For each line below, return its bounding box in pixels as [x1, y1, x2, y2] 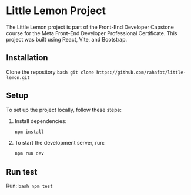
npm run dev [14, 150, 44, 156]
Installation [6, 53, 48, 63]
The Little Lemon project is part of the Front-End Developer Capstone [6, 23, 175, 30]
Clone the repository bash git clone [6, 69, 94, 76]
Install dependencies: [14, 117, 67, 124]
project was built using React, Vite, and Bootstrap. [6, 36, 128, 43]
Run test [6, 167, 38, 177]
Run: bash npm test [6, 183, 53, 190]
